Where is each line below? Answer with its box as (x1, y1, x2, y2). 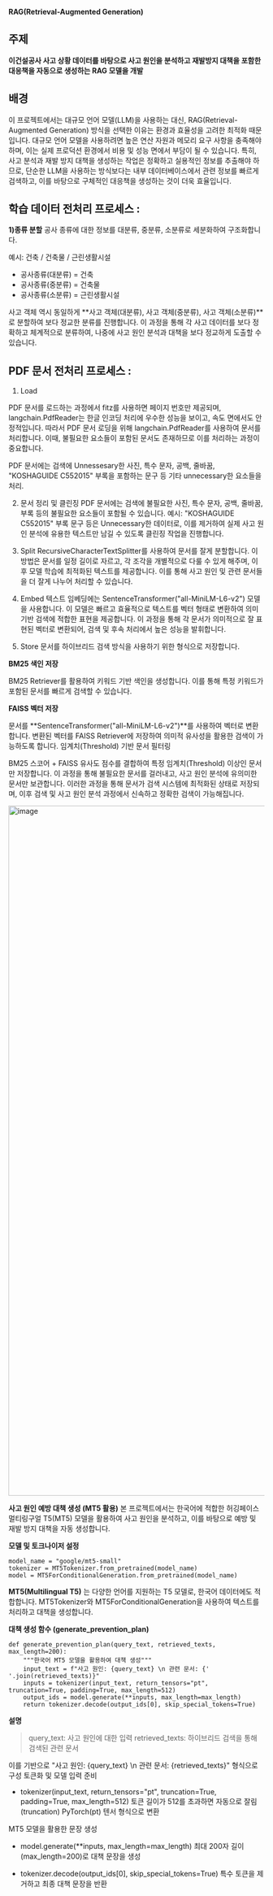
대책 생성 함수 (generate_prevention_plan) (8, 1624, 149, 1634)
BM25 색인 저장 (8, 659, 58, 669)
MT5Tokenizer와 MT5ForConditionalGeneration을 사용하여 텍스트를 (38, 1597, 260, 1607)
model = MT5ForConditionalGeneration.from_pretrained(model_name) (8, 1572, 238, 1580)
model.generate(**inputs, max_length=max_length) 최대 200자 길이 (19, 1842, 245, 1851)
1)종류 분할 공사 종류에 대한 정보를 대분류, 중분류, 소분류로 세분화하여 (8, 225, 226, 235)
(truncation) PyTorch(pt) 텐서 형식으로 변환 (19, 1807, 160, 1816)
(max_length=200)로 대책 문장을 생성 (19, 1851, 141, 1861)
